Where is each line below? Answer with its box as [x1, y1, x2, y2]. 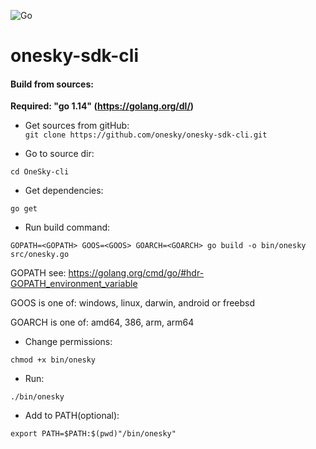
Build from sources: [10, 78, 94, 90]
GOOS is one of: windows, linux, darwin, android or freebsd [10, 297, 256, 309]
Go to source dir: [24, 148, 95, 160]
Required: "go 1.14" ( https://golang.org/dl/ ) [10, 100, 195, 112]
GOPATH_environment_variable [10, 278, 138, 290]
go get [10, 204, 38, 214]
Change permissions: [24, 336, 113, 348]
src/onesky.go [10, 250, 70, 260]
